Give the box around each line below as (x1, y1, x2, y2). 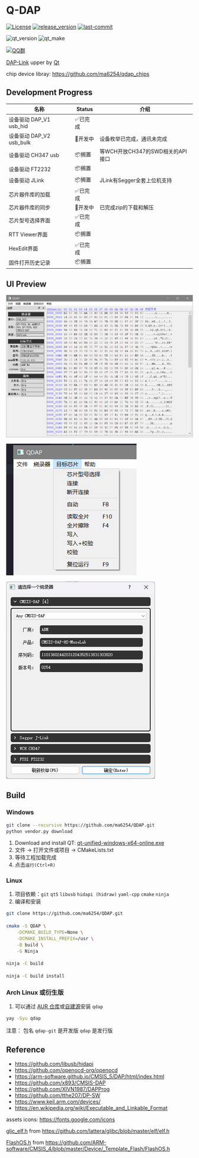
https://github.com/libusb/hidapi (14, 1060, 94, 1068)
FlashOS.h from (6, 1139, 44, 1146)
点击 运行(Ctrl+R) (14, 861, 56, 868)
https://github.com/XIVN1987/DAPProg (14, 1086, 110, 1093)
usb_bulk (8, 139, 31, 146)
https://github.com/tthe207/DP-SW (14, 1092, 101, 1099)
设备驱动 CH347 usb (8, 152, 59, 158)
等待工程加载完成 (14, 854, 57, 861)
